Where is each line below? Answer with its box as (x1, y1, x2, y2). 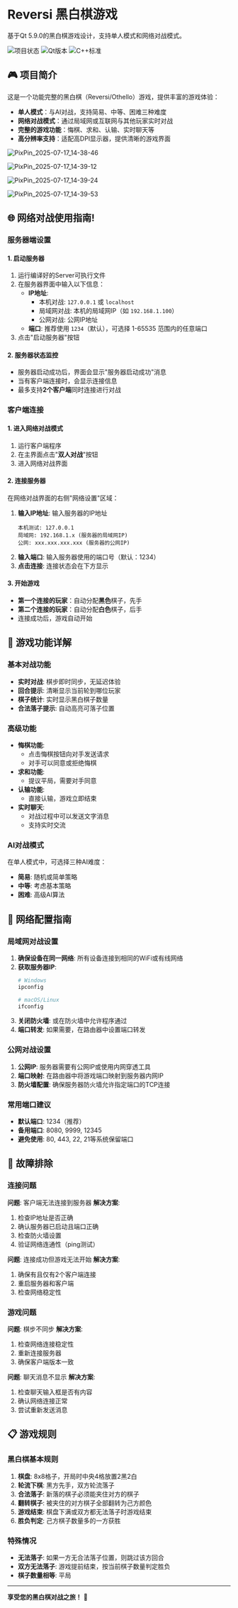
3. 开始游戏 (7, 579, 40, 588)
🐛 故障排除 (7, 1158, 53, 1170)
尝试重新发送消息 (17, 1406, 68, 1414)
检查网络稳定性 (17, 1288, 62, 1296)
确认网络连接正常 (17, 1396, 68, 1406)
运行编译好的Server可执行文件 (17, 271, 106, 280)
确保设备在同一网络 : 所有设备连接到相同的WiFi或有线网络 (17, 953, 183, 962)
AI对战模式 (7, 840, 45, 850)
